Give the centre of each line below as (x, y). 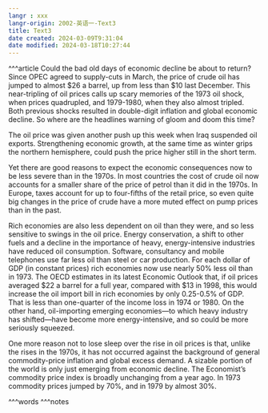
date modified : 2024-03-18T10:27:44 (69, 46)
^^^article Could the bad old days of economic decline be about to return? (130, 68)
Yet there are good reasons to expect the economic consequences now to (130, 168)
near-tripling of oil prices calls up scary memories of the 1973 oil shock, (126, 94)
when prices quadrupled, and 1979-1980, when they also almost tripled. (126, 103)
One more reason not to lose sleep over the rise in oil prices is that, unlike (129, 344)
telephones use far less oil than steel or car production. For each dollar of (129, 260)
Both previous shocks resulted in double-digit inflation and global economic (133, 111)
